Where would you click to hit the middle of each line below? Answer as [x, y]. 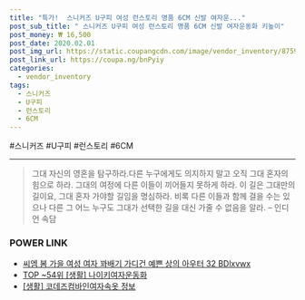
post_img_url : [36, 52]
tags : [20, 85]
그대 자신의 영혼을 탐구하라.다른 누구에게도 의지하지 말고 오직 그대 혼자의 [160, 174]
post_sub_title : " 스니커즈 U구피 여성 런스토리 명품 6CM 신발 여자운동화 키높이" [147, 26]
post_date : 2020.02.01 [52, 43]
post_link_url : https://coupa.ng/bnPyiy [87, 60]
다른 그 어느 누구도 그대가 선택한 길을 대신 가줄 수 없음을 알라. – [160, 208]
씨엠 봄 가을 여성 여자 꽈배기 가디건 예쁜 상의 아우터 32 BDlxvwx [137, 264]
